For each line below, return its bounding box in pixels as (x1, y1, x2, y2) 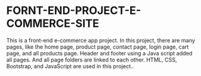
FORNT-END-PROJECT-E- (6, 4, 142, 18)
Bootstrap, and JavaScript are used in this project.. (6, 62, 134, 70)
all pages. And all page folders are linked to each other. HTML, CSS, (6, 56, 177, 63)
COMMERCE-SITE (6, 16, 100, 30)
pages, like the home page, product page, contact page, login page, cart (6, 43, 189, 50)
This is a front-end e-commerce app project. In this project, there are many (6, 36, 196, 44)
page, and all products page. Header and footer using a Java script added (6, 49, 192, 57)
